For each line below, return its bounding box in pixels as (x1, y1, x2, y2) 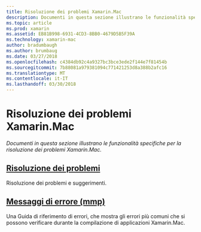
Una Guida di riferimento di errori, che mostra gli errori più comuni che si (6, 212, 185, 219)
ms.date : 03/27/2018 (6, 53, 58, 59)
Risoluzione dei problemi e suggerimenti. (6, 179, 107, 186)
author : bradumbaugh (6, 43, 58, 49)
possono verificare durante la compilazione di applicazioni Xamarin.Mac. (6, 219, 185, 226)
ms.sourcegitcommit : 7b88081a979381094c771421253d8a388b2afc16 (6, 64, 167, 71)
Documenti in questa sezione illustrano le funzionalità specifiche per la (6, 139, 181, 147)
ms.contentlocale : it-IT (6, 76, 68, 82)
